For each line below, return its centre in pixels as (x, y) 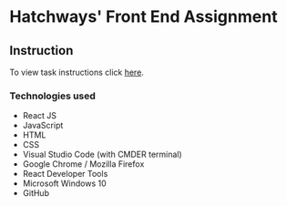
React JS (40, 116)
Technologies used (52, 96)
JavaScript (43, 126)
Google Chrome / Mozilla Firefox (83, 164)
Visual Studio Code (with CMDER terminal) (102, 154)
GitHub (36, 193)
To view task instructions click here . (77, 72)
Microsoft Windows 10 (64, 183)
